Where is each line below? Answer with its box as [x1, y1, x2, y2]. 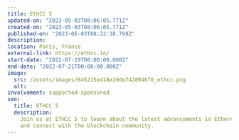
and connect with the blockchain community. [20, 122, 154, 129]
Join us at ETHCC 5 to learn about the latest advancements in [20, 115, 212, 122]
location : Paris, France [7, 43, 81, 50]
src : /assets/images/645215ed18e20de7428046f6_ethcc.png [14, 76, 186, 83]
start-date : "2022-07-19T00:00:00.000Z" [7, 57, 129, 64]
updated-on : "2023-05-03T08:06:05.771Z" [7, 17, 129, 24]
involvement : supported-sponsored [7, 89, 110, 96]
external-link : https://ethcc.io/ [7, 50, 110, 57]
